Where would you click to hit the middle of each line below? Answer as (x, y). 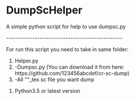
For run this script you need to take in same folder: (67, 49)
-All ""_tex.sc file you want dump (54, 79)
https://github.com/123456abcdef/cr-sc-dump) (72, 73)
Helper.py (27, 61)
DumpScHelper (44, 10)
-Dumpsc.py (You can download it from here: (70, 67)
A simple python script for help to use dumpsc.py (66, 26)
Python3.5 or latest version (47, 91)
